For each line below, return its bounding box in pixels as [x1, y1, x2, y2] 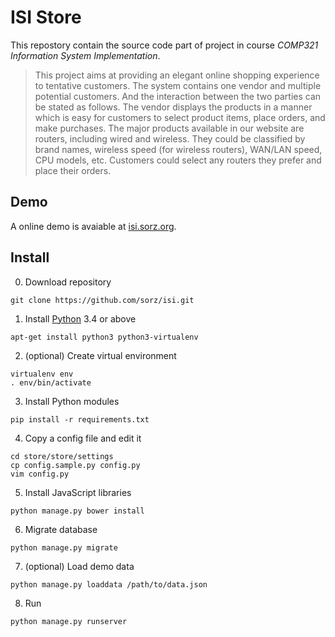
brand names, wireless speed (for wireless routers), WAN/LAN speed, [34, 143, 323, 155]
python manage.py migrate [10, 542, 118, 553]
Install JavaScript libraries [24, 486, 132, 498]
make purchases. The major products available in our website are [34, 122, 305, 134]
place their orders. [34, 164, 112, 176]
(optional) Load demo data [24, 560, 135, 572]
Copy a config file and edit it [24, 432, 142, 444]
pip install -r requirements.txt [10, 414, 150, 425]
